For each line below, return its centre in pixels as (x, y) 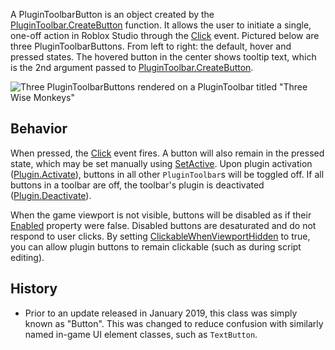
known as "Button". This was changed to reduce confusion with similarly (174, 323)
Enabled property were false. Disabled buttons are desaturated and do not (163, 225)
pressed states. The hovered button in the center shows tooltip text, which (163, 57)
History (34, 289)
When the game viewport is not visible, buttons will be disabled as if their (161, 215)
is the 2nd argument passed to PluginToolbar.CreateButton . (132, 67)
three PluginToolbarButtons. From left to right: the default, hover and (151, 46)
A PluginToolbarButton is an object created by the (112, 14)
